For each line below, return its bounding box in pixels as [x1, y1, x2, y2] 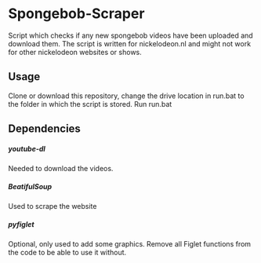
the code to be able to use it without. [8, 248, 127, 258]
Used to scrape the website [8, 202, 97, 211]
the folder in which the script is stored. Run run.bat [8, 99, 172, 108]
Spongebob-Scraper [8, 5, 145, 23]
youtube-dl [8, 144, 45, 153]
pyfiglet [8, 219, 34, 228]
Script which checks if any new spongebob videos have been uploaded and [8, 31, 253, 40]
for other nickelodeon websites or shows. [8, 47, 143, 57]
